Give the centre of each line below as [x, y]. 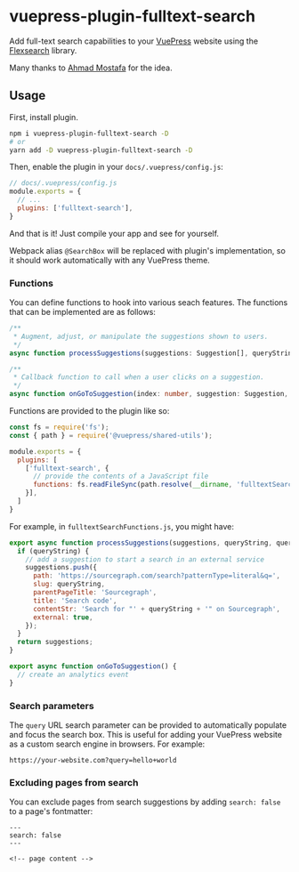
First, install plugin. [44, 117]
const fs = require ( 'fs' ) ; [59, 428]
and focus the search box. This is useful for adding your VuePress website [146, 734]
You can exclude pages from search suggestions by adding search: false [145, 802]
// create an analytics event [73, 674]
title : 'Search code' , [75, 601]
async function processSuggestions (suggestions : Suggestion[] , [129, 353]
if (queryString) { [53, 551]
